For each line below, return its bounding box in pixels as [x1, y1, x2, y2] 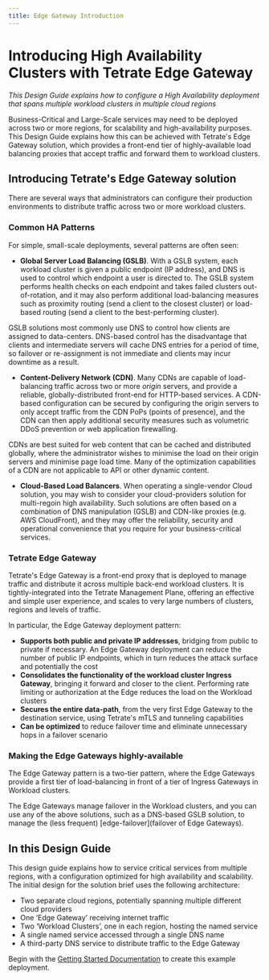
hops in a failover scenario [19, 730, 108, 739]
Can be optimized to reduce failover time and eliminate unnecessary [19, 722, 247, 731]
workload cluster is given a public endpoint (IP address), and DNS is [19, 264, 246, 274]
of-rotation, [19, 290, 59, 300]
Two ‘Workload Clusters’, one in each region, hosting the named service [19, 921, 259, 931]
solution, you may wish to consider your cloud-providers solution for [19, 489, 247, 499]
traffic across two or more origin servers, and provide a [55, 381, 238, 391]
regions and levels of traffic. [8, 605, 102, 614]
